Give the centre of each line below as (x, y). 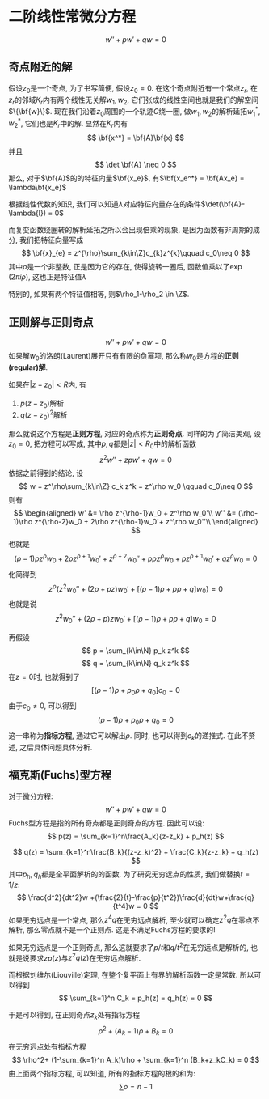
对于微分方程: (31, 796)
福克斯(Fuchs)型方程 (60, 775)
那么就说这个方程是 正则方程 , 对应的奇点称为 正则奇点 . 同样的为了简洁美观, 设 (134, 433)
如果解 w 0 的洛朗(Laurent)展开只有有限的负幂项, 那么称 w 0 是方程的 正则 (124, 357)
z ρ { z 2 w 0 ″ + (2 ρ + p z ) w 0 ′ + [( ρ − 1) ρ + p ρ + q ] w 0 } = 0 (136, 589)
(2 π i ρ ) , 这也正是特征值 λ (48, 277)
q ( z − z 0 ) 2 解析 (44, 415)
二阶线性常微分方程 (72, 17)
